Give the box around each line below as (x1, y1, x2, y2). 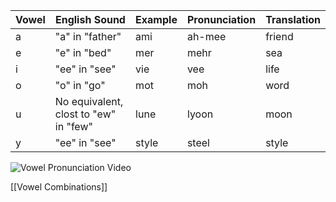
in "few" (54, 120, 93, 133)
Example (135, 13, 178, 26)
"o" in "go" (54, 79, 106, 92)
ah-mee (186, 30, 227, 43)
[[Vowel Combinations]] (10, 181, 108, 193)
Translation (265, 13, 321, 26)
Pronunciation (186, 13, 257, 26)
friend (265, 30, 294, 43)
